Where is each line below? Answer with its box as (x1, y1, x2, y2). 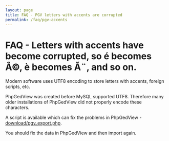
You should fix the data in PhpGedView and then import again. (5, 130, 137, 136)
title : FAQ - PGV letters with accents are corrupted (5, 12, 123, 17)
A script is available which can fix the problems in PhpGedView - (5, 114, 142, 121)
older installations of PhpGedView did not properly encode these (5, 99, 142, 105)
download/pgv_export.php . (5, 120, 62, 126)
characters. (5, 104, 30, 111)
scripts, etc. (5, 83, 31, 90)
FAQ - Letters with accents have (5, 39, 144, 51)
